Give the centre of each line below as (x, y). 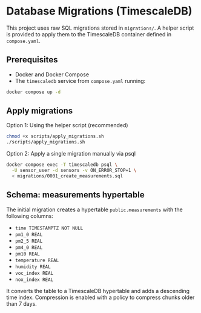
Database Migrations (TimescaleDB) (99, 11)
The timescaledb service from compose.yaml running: (80, 81)
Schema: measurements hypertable (75, 195)
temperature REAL (37, 260)
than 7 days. (22, 303)
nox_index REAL (34, 280)
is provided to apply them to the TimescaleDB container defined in (89, 34)
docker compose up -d (34, 92)
